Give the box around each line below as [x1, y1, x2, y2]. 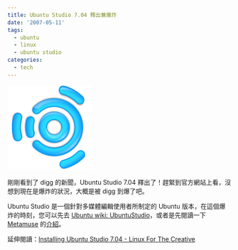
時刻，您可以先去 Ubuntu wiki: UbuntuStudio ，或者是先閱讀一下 [19, 210, 206, 219]
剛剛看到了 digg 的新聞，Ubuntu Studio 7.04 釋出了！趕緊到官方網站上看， [7, 178, 225, 186]
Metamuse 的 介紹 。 [7, 219, 65, 228]
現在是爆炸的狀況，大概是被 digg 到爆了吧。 [19, 187, 149, 195]
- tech [13, 64, 33, 71]
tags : [7, 26, 23, 33]
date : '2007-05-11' [7, 18, 65, 26]
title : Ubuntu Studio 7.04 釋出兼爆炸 [7, 11, 117, 18]
